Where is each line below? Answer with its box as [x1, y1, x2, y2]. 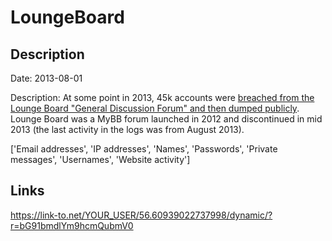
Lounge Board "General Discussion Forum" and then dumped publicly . [10, 102, 300, 114]
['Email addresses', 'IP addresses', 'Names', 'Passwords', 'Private [10, 143, 278, 155]
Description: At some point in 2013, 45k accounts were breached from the [10, 92, 315, 103]
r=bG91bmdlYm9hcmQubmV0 [10, 219, 134, 231]
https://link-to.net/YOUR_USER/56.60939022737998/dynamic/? [10, 209, 273, 221]
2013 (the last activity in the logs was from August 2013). [10, 124, 245, 135]
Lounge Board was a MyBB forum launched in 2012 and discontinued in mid [10, 113, 323, 125]
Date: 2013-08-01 [10, 72, 83, 84]
